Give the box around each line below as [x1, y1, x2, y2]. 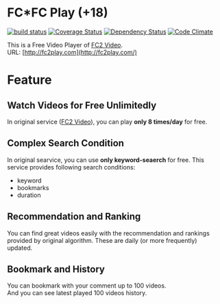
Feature [7, 72, 52, 88]
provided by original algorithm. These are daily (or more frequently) [7, 236, 197, 244]
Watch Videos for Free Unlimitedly [7, 100, 157, 111]
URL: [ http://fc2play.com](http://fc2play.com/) [7, 48, 137, 56]
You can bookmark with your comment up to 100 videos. [7, 281, 167, 290]
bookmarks [16, 183, 49, 191]
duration [16, 191, 41, 199]
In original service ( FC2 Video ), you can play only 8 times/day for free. [7, 117, 208, 126]
